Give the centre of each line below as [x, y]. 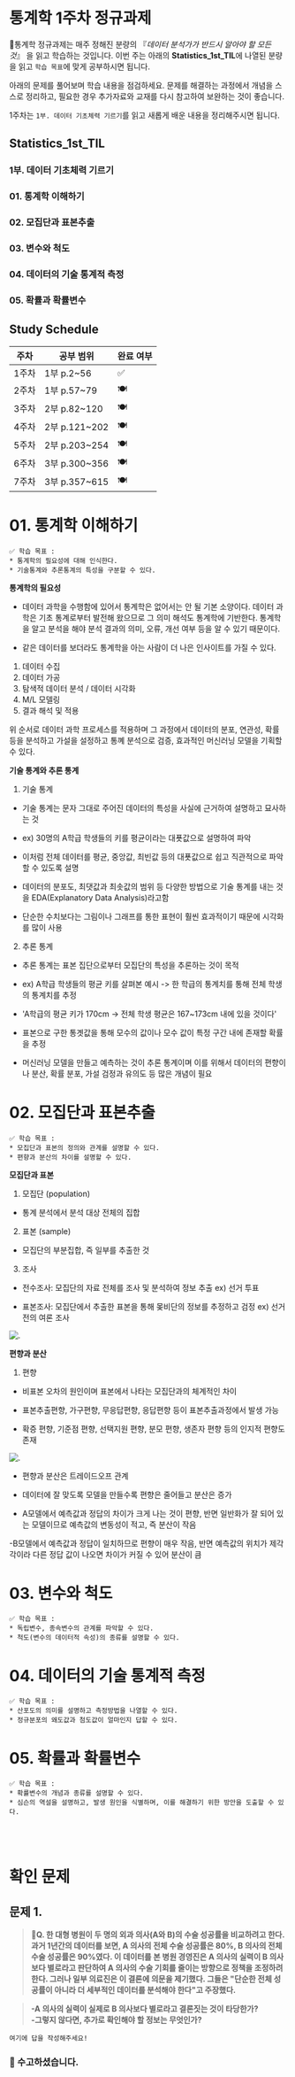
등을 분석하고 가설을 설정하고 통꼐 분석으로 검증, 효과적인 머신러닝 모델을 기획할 [146, 740]
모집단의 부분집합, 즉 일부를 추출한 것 [86, 1250]
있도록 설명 [60, 868]
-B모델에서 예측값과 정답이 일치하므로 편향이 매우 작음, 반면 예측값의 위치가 [138, 1543]
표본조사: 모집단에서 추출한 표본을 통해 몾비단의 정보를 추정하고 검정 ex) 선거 [153, 1306]
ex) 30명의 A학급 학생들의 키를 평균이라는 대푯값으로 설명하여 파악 [136, 838]
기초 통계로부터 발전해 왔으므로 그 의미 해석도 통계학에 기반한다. [148, 617]
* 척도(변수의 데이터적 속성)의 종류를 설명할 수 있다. [95, 1638]
